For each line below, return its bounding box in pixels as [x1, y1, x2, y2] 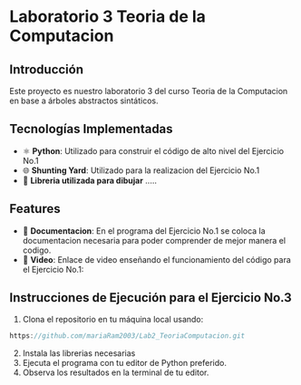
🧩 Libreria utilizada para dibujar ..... [22, 175, 157, 186]
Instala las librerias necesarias [22, 348, 136, 359]
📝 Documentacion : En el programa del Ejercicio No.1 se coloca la [22, 225, 266, 236]
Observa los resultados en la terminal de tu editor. [22, 367, 209, 378]
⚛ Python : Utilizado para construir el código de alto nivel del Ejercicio [22, 145, 284, 156]
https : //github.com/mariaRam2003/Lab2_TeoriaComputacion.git [9, 332, 246, 341]
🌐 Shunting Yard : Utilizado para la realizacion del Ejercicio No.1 [22, 165, 260, 176]
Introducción [9, 62, 84, 77]
